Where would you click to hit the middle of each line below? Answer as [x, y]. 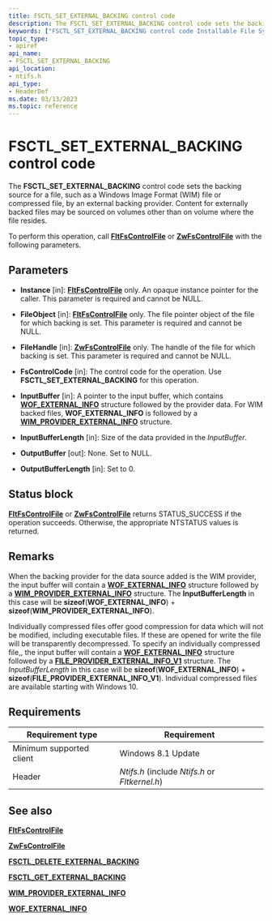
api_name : [25, 54]
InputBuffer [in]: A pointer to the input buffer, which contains [122, 396]
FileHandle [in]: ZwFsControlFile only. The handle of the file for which [138, 347]
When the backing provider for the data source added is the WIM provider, [132, 576]
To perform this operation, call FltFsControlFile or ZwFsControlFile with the [135, 237]
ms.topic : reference [43, 106]
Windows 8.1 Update [159, 753]
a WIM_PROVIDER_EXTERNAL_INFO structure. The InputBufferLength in [132, 593]
